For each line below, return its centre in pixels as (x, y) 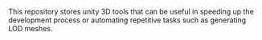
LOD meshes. (31, 28)
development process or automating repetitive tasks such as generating (127, 20)
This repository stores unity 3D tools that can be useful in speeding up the (131, 12)
